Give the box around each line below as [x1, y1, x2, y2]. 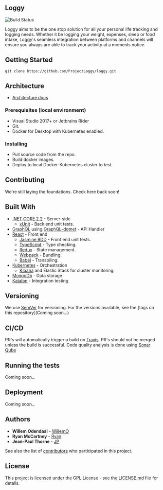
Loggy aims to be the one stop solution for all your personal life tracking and [5, 26, 158, 32]
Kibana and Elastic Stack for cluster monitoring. [19, 267, 115, 273]
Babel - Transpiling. [19, 257, 59, 263]
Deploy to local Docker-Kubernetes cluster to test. [12, 162, 113, 168]
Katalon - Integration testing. [12, 278, 70, 283]
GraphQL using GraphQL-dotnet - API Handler [12, 226, 105, 232]
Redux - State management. [19, 246, 76, 252]
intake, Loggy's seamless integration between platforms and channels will [5, 36, 153, 42]
